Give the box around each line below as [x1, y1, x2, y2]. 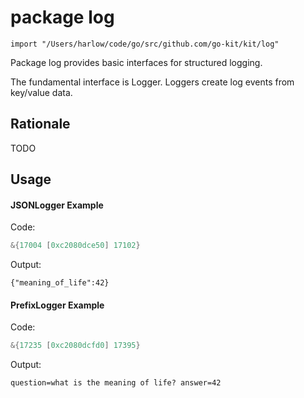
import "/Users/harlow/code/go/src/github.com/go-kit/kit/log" [10, 39, 280, 49]
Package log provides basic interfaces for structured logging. [10, 56, 263, 68]
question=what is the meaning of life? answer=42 [10, 378, 222, 388]
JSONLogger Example [10, 199, 104, 211]
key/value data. [10, 86, 73, 98]
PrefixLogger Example [10, 299, 105, 311]
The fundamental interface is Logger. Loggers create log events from [10, 76, 295, 88]
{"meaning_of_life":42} [10, 278, 110, 288]
